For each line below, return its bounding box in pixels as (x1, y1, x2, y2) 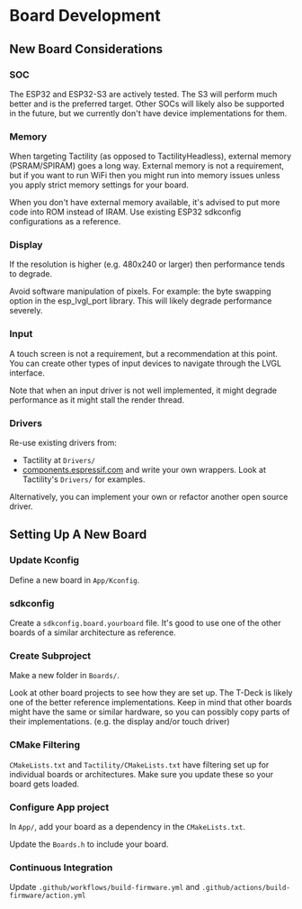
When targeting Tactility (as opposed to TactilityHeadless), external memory (9, 150, 292, 162)
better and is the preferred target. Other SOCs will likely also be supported (9, 98, 285, 109)
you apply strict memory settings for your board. (9, 179, 189, 190)
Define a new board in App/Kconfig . (9, 574, 140, 586)
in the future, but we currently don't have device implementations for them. (9, 107, 288, 118)
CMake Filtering (9, 739, 81, 751)
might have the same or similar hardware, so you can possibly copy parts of (9, 706, 290, 717)
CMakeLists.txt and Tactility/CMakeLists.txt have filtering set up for (9, 759, 270, 770)
